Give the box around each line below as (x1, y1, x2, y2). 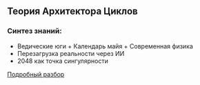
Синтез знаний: (7, 26, 62, 36)
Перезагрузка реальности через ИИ (17, 49, 125, 57)
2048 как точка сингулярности (17, 57, 108, 65)
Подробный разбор (7, 70, 65, 78)
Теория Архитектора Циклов (7, 6, 138, 17)
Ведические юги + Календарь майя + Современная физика (17, 41, 193, 50)
